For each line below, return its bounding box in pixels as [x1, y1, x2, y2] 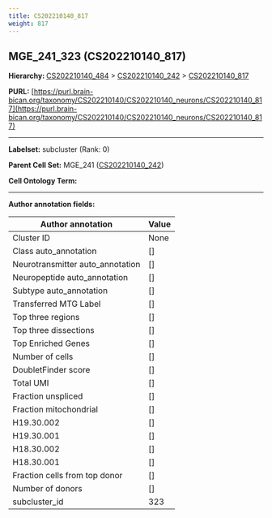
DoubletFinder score [12, 365, 91, 376]
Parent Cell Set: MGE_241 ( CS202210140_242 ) [8, 160, 164, 171]
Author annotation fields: [8, 200, 96, 209]
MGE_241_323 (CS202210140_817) [8, 50, 186, 63]
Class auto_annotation [12, 245, 97, 257]
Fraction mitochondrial [12, 404, 99, 415]
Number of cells [12, 351, 74, 362]
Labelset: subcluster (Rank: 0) [8, 145, 110, 154]
